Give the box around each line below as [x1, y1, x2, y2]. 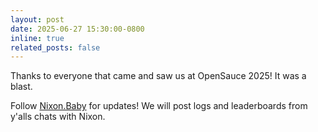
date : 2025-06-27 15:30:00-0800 [10, 24, 145, 34]
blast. [10, 81, 33, 93]
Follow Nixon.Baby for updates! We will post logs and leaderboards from [10, 100, 308, 112]
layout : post [10, 14, 65, 25]
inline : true [10, 33, 65, 43]
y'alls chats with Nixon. [10, 111, 106, 123]
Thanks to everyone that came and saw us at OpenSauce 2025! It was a [10, 70, 307, 82]
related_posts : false [10, 42, 101, 53]
